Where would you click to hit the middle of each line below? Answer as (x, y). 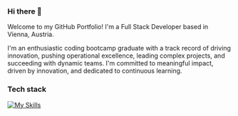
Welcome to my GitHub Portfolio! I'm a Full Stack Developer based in (108, 27)
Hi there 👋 (25, 11)
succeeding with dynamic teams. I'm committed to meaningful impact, (110, 63)
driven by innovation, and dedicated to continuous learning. (95, 71)
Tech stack (27, 90)
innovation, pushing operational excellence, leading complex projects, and (117, 56)
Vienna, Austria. (31, 34)
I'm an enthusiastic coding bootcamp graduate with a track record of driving (119, 48)
